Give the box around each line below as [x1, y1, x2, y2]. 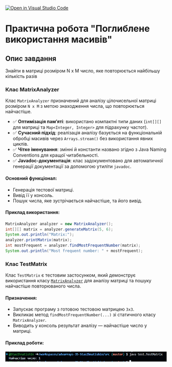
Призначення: [5, 295, 37, 301]
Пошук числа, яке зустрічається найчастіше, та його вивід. [12, 198, 142, 204]
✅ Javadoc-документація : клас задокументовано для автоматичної [12, 158, 163, 164]
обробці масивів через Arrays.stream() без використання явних [12, 136, 154, 142]
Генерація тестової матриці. [12, 186, 74, 192]
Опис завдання [5, 54, 56, 63]
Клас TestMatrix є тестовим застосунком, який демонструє [5, 272, 136, 278]
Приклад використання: [5, 209, 60, 216]
